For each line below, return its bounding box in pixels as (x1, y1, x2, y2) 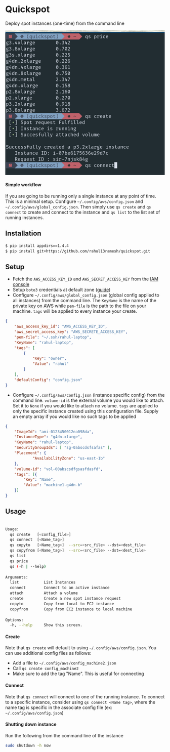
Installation (5, 229, 41, 238)
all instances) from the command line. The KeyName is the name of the (12, 298, 157, 304)
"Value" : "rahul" (32, 361, 69, 366)
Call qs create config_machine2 (12, 665, 79, 672)
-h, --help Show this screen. (10, 622, 82, 628)
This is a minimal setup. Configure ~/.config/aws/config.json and (5, 198, 143, 204)
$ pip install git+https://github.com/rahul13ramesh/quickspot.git (5, 248, 151, 254)
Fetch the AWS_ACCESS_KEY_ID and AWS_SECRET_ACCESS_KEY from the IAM (12, 276, 158, 282)
